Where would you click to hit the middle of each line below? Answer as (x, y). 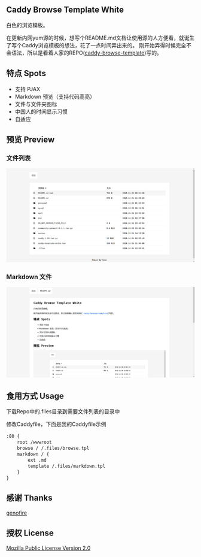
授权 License (30, 533)
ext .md (37, 461)
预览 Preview (31, 140)
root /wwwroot (34, 443)
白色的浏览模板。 (27, 25)
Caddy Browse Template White (65, 10)
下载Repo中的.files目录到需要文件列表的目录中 (63, 411)
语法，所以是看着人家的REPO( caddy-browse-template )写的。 (87, 53)
